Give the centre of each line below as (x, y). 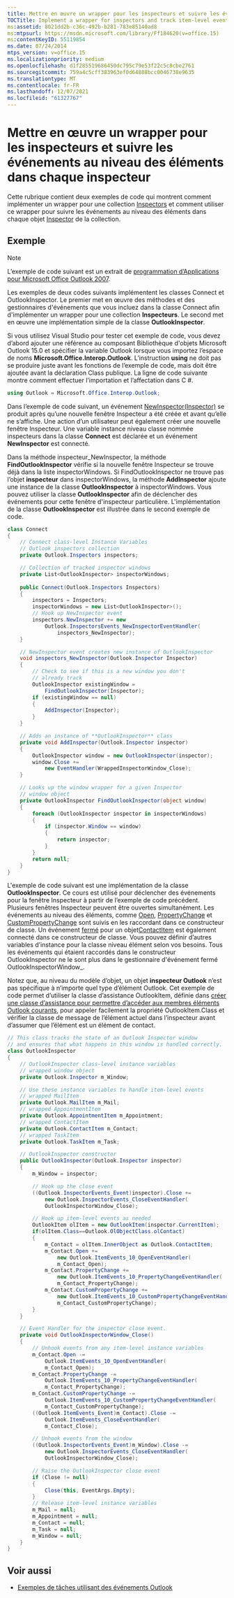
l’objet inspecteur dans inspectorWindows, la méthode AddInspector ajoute (117, 479)
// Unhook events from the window (82, 1439)
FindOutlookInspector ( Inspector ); (94, 691)
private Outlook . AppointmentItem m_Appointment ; (92, 1116)
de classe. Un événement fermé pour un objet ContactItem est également (112, 930)
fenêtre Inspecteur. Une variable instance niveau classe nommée (100, 429)
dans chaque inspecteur (79, 177)
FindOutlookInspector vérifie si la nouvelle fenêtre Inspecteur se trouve (111, 464)
